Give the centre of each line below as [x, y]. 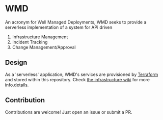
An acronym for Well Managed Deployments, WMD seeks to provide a [76, 22]
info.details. [17, 85]
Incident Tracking [30, 42]
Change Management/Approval [44, 47]
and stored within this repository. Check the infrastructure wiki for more [77, 79]
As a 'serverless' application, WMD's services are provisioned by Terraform [81, 74]
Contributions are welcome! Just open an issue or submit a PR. [69, 112]
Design [16, 62]
